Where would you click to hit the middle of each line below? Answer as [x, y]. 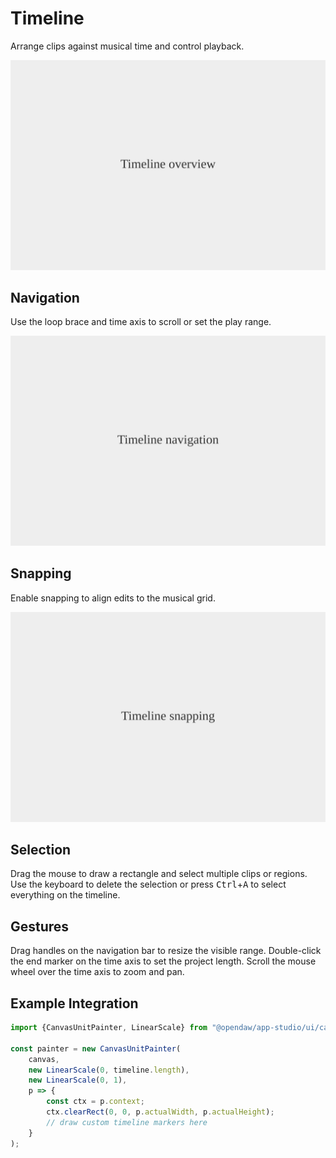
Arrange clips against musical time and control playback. [127, 46]
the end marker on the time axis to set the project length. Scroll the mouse [163, 961]
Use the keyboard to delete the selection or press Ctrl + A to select [148, 884]
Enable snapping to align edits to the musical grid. [113, 598]
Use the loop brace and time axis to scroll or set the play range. [141, 322]
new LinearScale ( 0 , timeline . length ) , [109, 1070]
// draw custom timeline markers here [127, 1122]
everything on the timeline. [65, 895]
